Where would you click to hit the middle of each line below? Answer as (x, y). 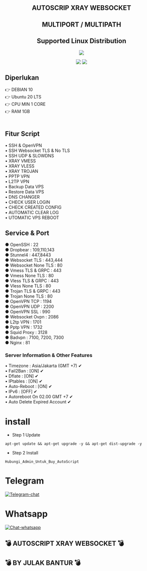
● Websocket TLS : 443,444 (34, 260)
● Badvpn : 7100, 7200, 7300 (34, 337)
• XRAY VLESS (20, 166)
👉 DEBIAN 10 (19, 90)
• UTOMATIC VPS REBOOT (32, 218)
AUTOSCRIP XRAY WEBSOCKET (82, 8)
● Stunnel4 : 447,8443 (28, 255)
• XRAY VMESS (21, 161)
